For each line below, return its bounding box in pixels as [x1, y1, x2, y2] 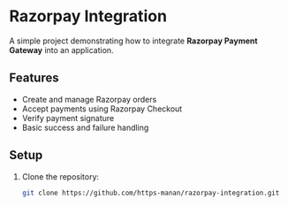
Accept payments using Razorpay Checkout [21, 103, 183, 114]
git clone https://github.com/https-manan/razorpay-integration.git [21, 188, 280, 197]
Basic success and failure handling [21, 122, 149, 133]
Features [9, 71, 59, 86]
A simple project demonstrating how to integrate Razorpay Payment [9, 35, 258, 46]
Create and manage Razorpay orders [21, 94, 157, 104]
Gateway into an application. [9, 44, 114, 55]
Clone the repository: [21, 171, 100, 182]
